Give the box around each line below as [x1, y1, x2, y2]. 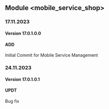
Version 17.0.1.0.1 [5, 76, 40, 82]
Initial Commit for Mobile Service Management [5, 52, 98, 58]
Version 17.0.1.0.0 [5, 30, 41, 36]
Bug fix [5, 98, 19, 104]
